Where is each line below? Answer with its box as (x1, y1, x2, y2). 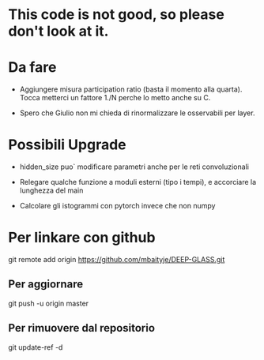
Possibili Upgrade (8, 136, 126, 154)
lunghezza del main (19, 186, 84, 195)
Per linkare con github (8, 229, 156, 246)
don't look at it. (8, 22, 109, 40)
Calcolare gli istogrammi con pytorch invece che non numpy (19, 201, 216, 211)
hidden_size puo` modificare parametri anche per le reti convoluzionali (19, 162, 249, 171)
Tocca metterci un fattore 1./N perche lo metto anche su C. (19, 93, 211, 103)
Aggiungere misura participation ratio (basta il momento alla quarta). (19, 84, 243, 94)
